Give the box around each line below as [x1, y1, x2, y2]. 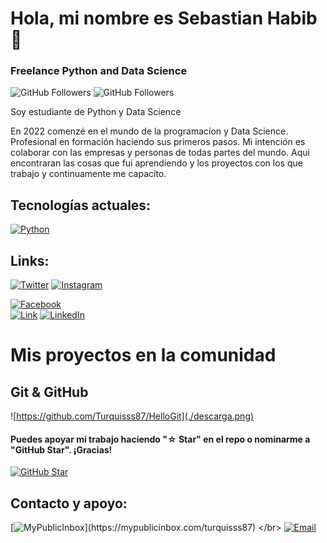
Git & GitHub [10, 383, 89, 401]
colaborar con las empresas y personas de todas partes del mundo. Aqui [10, 147, 310, 159]
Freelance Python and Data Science [10, 64, 188, 78]
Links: [10, 252, 50, 269]
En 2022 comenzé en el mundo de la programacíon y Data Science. [10, 125, 289, 137]
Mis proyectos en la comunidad [10, 344, 277, 367]
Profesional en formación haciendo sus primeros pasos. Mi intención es [10, 136, 306, 148]
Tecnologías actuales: [10, 197, 152, 214]
